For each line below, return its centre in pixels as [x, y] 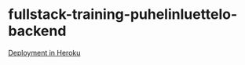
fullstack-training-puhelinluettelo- [123, 14]
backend [37, 31]
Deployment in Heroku [44, 52]
